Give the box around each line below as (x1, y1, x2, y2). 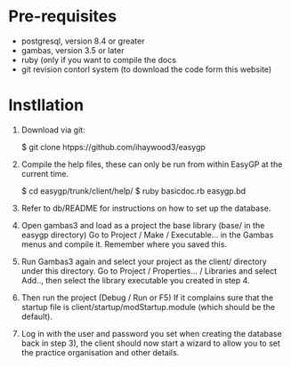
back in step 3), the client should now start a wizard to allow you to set (20, 338, 281, 348)
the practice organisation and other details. (20, 347, 180, 357)
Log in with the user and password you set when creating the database (20, 328, 282, 339)
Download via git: (20, 124, 85, 135)
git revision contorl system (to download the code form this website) (20, 64, 272, 75)
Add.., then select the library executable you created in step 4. (20, 275, 250, 285)
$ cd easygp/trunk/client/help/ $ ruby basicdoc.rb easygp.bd (20, 185, 247, 196)
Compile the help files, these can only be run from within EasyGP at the (20, 158, 283, 170)
